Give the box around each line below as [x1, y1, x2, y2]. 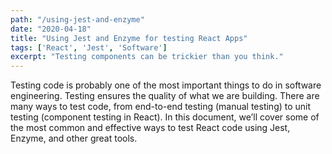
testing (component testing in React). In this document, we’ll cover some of [10, 111, 320, 123]
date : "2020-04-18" [10, 24, 92, 34]
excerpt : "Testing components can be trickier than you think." [10, 52, 284, 62]
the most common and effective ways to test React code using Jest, [10, 122, 291, 134]
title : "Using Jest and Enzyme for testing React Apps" [10, 33, 248, 43]
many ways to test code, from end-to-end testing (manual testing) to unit [10, 101, 312, 113]
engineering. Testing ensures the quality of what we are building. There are [10, 90, 320, 102]
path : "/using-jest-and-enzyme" [10, 14, 145, 25]
